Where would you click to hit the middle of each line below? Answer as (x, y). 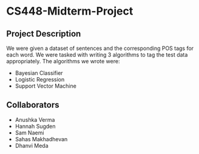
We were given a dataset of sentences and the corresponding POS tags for (100, 48)
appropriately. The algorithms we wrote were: (63, 61)
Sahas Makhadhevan (41, 139)
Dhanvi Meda (32, 145)
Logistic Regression (40, 79)
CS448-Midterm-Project (70, 11)
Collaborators (33, 105)
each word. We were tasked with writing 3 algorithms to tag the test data (97, 55)
